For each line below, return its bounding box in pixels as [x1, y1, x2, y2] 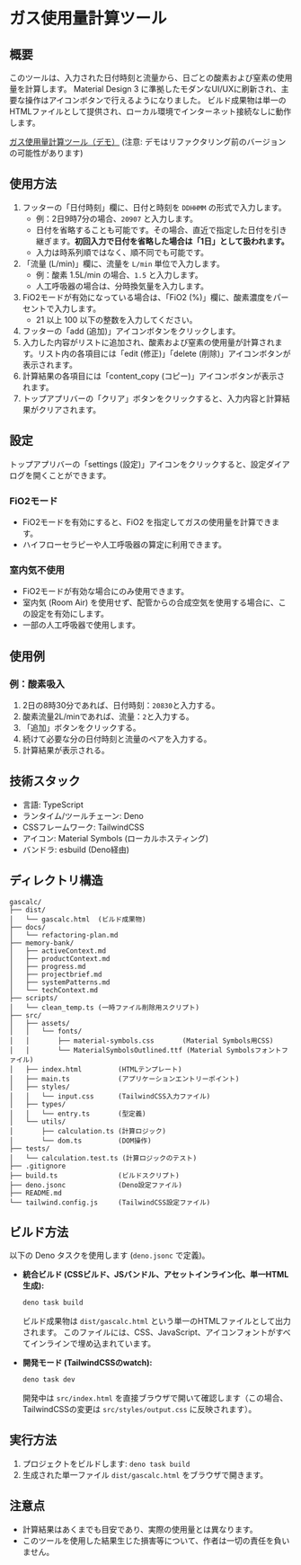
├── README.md [9, 1188, 63, 1197]
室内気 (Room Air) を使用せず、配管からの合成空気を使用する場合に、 [22, 597, 279, 608]
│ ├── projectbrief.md [9, 970, 102, 979]
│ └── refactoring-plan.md [9, 930, 119, 939]
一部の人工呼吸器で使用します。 [22, 619, 141, 630]
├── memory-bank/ [9, 938, 75, 947]
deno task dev [22, 1375, 75, 1384]
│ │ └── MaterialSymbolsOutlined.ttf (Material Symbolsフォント [9, 1045, 282, 1054]
